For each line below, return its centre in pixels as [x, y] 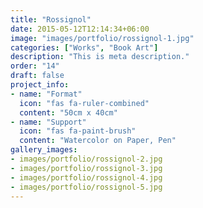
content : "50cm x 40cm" [68, 112]
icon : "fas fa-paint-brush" [78, 131]
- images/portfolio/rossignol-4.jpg [86, 177]
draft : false [37, 76]
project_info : [40, 85]
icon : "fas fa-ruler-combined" [84, 103]
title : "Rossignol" [51, 19]
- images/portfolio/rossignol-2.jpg [86, 159]
